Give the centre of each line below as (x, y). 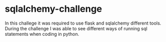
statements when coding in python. (42, 34)
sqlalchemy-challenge (54, 9)
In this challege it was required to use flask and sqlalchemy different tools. (83, 23)
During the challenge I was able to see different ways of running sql (76, 28)
